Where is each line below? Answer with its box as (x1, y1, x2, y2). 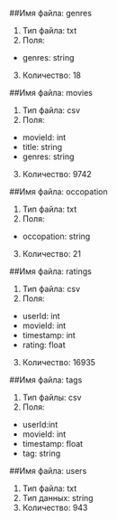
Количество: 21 (22, 249, 81, 259)
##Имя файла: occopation (9, 186, 108, 197)
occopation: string (22, 231, 91, 241)
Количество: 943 (22, 502, 88, 513)
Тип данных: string (22, 493, 94, 503)
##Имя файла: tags (9, 374, 83, 385)
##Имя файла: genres (9, 8, 93, 18)
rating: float (22, 339, 66, 350)
